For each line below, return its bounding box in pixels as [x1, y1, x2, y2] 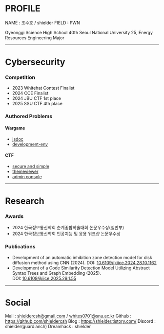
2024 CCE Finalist [12, 90, 49, 96]
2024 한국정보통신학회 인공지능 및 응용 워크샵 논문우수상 [12, 231, 121, 237]
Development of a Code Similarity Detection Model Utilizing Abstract [12, 265, 150, 271]
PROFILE [5, 3, 41, 14]
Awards [5, 213, 24, 219]
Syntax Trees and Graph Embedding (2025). [12, 270, 102, 276]
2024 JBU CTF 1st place [12, 95, 61, 101]
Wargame [5, 125, 25, 131]
